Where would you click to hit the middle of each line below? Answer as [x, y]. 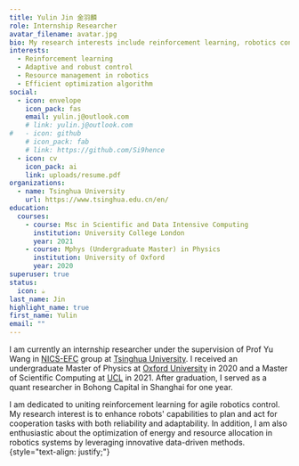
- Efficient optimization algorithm [85, 84]
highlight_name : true [49, 307]
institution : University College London [109, 233]
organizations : [37, 184]
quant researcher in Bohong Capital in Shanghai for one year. [121, 387]
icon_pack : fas [53, 109]
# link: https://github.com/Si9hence [95, 150]
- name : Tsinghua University [71, 192]
